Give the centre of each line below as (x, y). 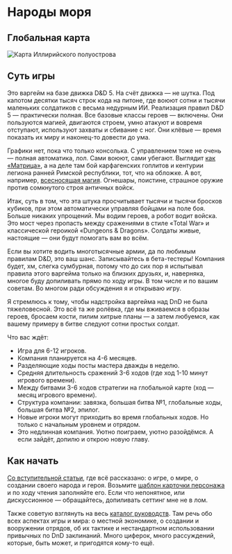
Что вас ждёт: (28, 337)
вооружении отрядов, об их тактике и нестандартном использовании (111, 528)
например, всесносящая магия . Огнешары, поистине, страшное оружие (115, 180)
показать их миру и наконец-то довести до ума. (79, 137)
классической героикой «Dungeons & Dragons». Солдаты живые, (104, 230)
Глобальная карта (49, 38)
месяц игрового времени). (57, 395)
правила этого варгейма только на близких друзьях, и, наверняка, (106, 273)
